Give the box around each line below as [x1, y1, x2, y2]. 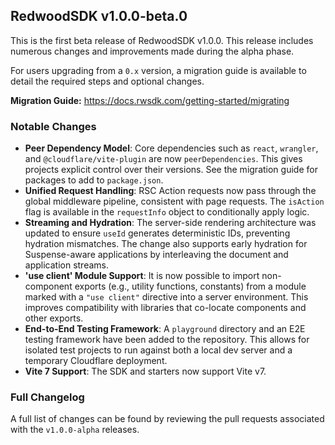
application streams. [24, 259, 110, 271]
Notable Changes [10, 119, 97, 133]
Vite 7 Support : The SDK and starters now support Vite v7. [24, 365, 267, 378]
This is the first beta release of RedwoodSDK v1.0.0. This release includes [10, 34, 314, 46]
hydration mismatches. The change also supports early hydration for [24, 238, 308, 250]
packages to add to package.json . [24, 174, 164, 186]
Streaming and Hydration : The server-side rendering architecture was [24, 217, 317, 229]
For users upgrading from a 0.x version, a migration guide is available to [10, 64, 307, 76]
